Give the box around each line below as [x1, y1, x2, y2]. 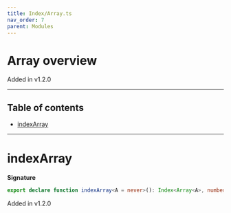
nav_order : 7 [7, 17, 45, 23]
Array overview [7, 52, 98, 68]
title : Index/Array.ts [7, 10, 72, 17]
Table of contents [7, 101, 84, 114]
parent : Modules [7, 23, 54, 30]
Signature [7, 174, 36, 182]
